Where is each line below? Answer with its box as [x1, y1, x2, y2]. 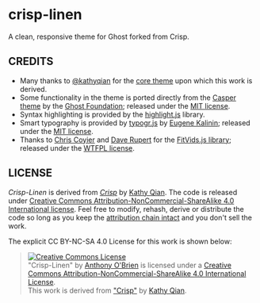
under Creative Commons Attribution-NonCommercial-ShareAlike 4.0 [8, 196, 235, 205]
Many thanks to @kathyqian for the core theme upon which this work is [19, 75, 253, 85]
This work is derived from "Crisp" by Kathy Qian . [27, 286, 187, 295]
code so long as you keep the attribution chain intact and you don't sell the [8, 213, 252, 222]
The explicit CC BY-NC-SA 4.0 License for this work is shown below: [8, 236, 232, 246]
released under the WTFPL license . [19, 143, 135, 152]
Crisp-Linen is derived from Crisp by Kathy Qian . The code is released [8, 187, 238, 197]
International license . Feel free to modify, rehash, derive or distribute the [8, 204, 244, 213]
